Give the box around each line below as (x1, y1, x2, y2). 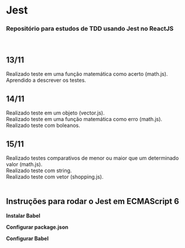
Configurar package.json (6, 223, 68, 230)
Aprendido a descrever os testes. (6, 77, 87, 84)
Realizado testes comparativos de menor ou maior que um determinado (6, 154, 179, 162)
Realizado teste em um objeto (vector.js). (6, 109, 105, 116)
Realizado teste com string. (6, 167, 72, 174)
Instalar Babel (6, 212, 41, 219)
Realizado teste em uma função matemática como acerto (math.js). (6, 71, 168, 78)
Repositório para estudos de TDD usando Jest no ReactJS (6, 25, 174, 33)
